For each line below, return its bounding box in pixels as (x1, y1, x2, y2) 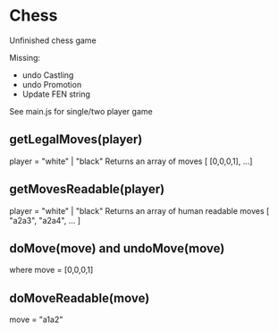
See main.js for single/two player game (9, 106, 154, 116)
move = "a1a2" (9, 314, 63, 325)
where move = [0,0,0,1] (9, 265, 94, 276)
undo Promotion (21, 79, 82, 89)
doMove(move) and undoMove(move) (9, 241, 225, 256)
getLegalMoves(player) (9, 132, 143, 148)
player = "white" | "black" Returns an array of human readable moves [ (9, 205, 270, 216)
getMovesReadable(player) (9, 182, 165, 197)
